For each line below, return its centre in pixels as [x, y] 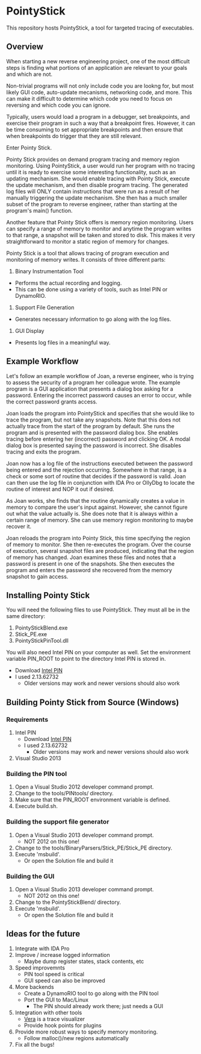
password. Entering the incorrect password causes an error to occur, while [99, 395]
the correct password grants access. [52, 402]
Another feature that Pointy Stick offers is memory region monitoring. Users [100, 222]
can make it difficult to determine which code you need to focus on [89, 98]
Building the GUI [30, 876]
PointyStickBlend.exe [41, 628]
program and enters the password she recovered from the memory [89, 570]
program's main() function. [39, 210]
